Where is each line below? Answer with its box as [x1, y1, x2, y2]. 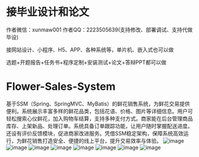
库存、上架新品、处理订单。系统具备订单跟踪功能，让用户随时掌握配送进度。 [6, 122, 193, 129]
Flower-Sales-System [6, 80, 116, 94]
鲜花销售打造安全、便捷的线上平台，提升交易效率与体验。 [21, 137, 162, 144]
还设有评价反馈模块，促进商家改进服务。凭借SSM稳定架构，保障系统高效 [6, 130, 184, 137]
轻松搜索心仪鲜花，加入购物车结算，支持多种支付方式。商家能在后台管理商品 [6, 115, 193, 122]
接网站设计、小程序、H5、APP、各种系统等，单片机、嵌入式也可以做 [6, 46, 174, 53]
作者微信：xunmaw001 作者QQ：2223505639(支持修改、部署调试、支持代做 [6, 26, 193, 33]
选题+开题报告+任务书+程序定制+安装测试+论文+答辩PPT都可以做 [6, 59, 167, 66]
